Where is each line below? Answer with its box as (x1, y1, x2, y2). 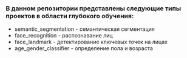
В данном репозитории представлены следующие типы (5, 4, 182, 13)
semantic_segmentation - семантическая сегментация (14, 25, 155, 33)
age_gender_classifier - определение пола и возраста (14, 45, 153, 52)
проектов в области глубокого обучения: (5, 11, 134, 20)
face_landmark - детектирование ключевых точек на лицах (14, 38, 168, 46)
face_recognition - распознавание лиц (14, 32, 113, 39)
